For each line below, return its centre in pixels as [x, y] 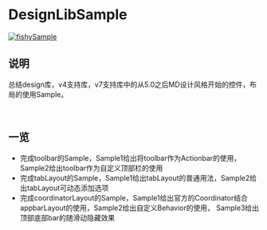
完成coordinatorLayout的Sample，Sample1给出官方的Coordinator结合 [134, 197]
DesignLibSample [68, 15]
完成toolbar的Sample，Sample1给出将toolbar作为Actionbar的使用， [130, 158]
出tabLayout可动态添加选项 [64, 188]
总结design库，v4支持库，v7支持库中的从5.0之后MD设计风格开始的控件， [129, 84]
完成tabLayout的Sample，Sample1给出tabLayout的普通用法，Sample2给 [138, 177]
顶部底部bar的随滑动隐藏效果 [67, 217]
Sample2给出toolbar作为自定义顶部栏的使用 [91, 168]
